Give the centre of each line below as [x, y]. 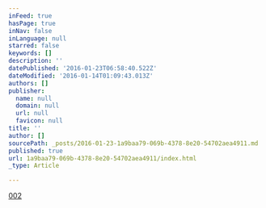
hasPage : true [32, 23]
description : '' [36, 61]
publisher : [27, 91]
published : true [36, 151]
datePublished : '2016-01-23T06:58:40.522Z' [83, 69]
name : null [34, 98]
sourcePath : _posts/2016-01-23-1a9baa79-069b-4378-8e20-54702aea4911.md [133, 143]
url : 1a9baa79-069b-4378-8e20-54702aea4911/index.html [103, 158]
